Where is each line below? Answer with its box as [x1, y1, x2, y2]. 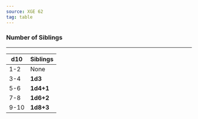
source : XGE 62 [6, 8, 44, 15]
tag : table [6, 14, 33, 20]
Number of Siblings [6, 34, 63, 42]
